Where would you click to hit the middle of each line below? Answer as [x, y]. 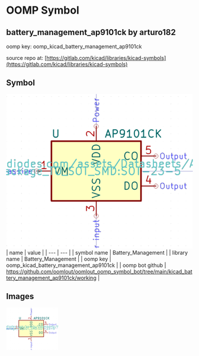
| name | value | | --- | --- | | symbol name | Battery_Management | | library [97, 252]
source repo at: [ [26, 58]
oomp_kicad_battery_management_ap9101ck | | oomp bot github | [86, 265]
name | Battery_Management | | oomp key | [59, 259]
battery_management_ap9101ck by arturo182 [91, 32]
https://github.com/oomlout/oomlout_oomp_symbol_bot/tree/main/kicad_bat [99, 271]
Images [20, 296]
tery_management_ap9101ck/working [51, 278]
